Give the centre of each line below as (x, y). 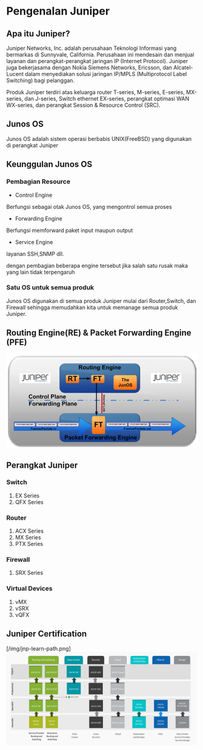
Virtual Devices (29, 588)
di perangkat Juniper (32, 145)
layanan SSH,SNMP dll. (35, 254)
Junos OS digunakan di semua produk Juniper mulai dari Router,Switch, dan (101, 301)
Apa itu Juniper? (38, 34)
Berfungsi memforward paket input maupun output (70, 230)
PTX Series (29, 544)
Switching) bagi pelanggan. (40, 80)
